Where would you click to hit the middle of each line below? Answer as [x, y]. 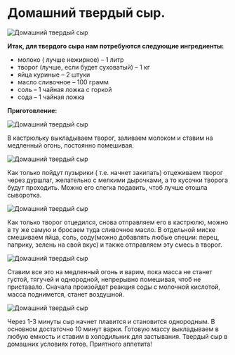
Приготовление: [32, 110]
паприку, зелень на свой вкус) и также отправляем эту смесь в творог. [115, 245]
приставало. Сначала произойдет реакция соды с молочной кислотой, [114, 287]
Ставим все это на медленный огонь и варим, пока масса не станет [110, 271]
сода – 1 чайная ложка [51, 97]
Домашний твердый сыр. [86, 13]
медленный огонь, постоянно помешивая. [71, 145]
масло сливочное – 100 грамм [63, 82]
